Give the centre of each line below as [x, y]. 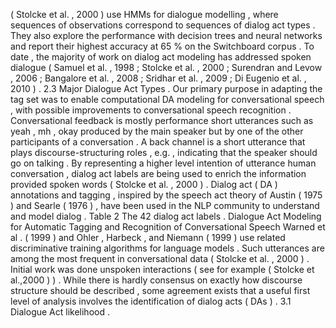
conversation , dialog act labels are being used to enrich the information [158, 173]
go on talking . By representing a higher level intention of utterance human [163, 163]
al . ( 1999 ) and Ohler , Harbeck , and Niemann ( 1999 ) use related [148, 237]
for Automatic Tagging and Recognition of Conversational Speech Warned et [168, 227]
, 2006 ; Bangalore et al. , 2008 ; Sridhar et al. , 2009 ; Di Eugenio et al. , [158, 78]
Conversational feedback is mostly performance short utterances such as [162, 120]
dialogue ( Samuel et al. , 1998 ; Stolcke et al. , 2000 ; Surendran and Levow [166, 67]
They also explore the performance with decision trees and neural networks [166, 35]
